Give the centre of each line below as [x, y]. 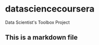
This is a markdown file [41, 37]
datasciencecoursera [50, 9]
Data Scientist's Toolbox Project [37, 22]
